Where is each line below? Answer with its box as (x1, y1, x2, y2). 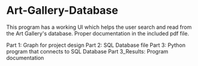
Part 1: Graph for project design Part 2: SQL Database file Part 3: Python (6, 41, 186, 49)
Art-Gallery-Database (6, 4, 119, 17)
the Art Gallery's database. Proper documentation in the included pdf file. (6, 29, 190, 37)
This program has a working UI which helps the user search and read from (6, 23, 192, 31)
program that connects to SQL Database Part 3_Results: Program (6, 47, 168, 55)
